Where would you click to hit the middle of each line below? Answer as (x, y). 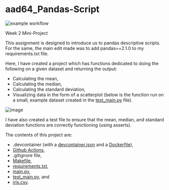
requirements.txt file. (27, 54)
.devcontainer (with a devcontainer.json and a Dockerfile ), (73, 145)
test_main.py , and (31, 177)
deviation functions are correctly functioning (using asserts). (68, 125)
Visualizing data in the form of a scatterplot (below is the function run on (88, 94)
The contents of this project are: (39, 134)
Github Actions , (29, 150)
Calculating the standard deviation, (49, 89)
